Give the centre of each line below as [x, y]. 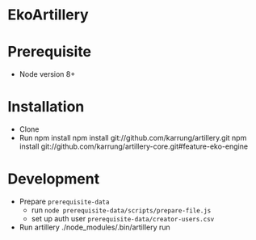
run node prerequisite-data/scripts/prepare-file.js [121, 210]
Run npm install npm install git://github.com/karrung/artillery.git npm [133, 138]
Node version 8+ [47, 74]
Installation [46, 107]
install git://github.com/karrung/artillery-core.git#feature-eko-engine [133, 146]
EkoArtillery [48, 15]
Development [54, 179]
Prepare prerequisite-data [64, 201]
